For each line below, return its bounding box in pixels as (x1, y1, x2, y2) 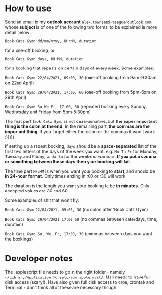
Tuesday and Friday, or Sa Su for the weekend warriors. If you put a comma (5, 154, 157, 159)
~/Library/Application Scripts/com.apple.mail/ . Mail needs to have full (5, 274, 151, 280)
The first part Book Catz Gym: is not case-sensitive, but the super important (5, 118, 157, 124)
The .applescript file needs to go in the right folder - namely (5, 269, 125, 275)
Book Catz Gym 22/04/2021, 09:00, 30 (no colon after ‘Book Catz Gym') (5, 207, 148, 212)
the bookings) (5, 236, 33, 242)
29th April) (5, 94, 27, 100)
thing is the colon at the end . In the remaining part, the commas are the (5, 123, 150, 129)
